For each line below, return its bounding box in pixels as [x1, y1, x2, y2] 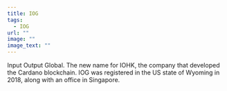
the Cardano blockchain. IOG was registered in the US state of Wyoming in [7, 68, 220, 77]
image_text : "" [7, 42, 51, 49]
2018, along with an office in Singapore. [7, 76, 120, 83]
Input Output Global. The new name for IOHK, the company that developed [7, 61, 220, 69]
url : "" [7, 29, 30, 37]
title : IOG [7, 10, 39, 17]
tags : [7, 17, 23, 23]
